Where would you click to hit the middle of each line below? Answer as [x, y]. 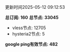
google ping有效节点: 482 [31, 44]
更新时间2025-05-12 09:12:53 [35, 7]
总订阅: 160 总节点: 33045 [32, 17]
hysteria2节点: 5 [28, 34]
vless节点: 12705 [29, 28]
